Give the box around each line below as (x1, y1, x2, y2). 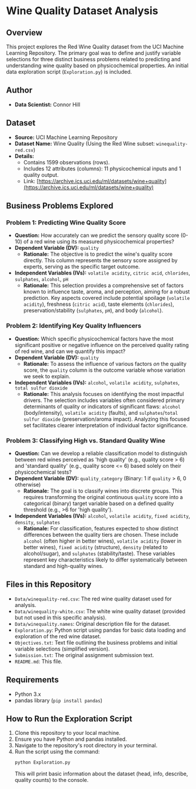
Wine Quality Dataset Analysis (6, 4, 158, 18)
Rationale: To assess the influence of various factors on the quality (23, 360, 187, 367)
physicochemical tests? (14, 468, 72, 476)
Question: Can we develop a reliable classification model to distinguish (14, 450, 187, 457)
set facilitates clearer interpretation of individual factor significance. (23, 421, 188, 428)
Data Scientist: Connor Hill (14, 101, 81, 108)
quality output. (23, 171, 59, 178)
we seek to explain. (23, 372, 71, 379)
